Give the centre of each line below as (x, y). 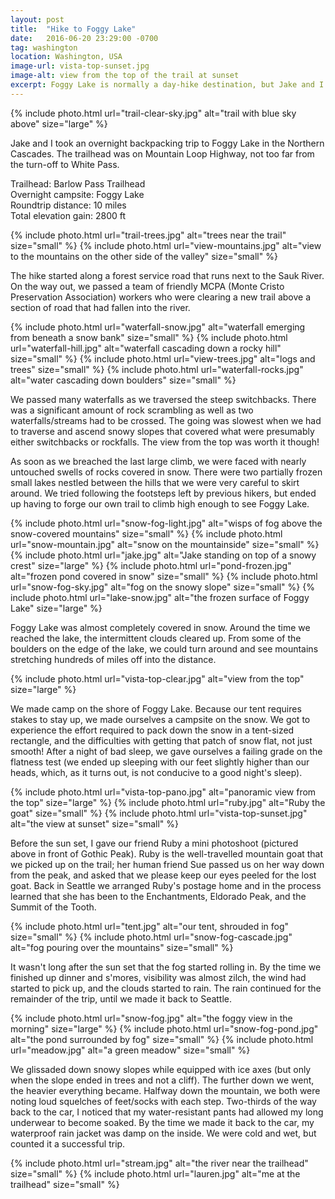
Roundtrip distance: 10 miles (68, 205)
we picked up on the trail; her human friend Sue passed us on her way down (167, 864)
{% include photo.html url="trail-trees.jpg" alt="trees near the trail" (148, 235)
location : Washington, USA (66, 57)
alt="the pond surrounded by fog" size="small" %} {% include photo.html (162, 1039)
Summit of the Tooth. (53, 907)
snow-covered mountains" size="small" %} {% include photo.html (146, 533)
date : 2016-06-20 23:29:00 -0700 (84, 38)
